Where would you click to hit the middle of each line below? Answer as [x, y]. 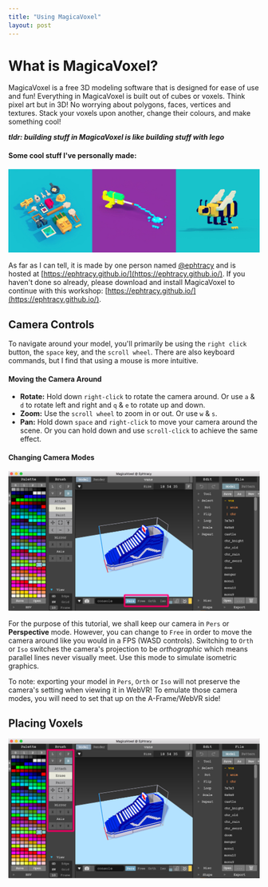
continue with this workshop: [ [58, 291]
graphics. [24, 666]
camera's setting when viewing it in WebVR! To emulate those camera [123, 690]
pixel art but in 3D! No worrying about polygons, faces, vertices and [120, 105]
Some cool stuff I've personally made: [73, 156]
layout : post [30, 25]
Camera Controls [51, 325]
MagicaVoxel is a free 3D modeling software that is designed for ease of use [134, 88]
